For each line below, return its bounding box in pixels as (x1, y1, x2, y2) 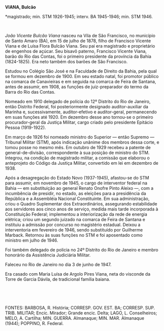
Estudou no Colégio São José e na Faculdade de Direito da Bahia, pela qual (5, 68, 157, 74)
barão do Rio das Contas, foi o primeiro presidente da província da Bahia (5, 53, 152, 59)
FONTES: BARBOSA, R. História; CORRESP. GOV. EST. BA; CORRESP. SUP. (5, 305, 155, 310)
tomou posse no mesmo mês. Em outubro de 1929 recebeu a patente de (5, 145, 151, 150)
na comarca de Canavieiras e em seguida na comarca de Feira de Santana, (5, 78, 157, 84)
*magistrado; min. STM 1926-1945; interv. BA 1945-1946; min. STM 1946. (5, 14, 153, 19)
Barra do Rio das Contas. (5, 89, 55, 95)
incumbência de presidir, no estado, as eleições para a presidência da (5, 191, 146, 196)
